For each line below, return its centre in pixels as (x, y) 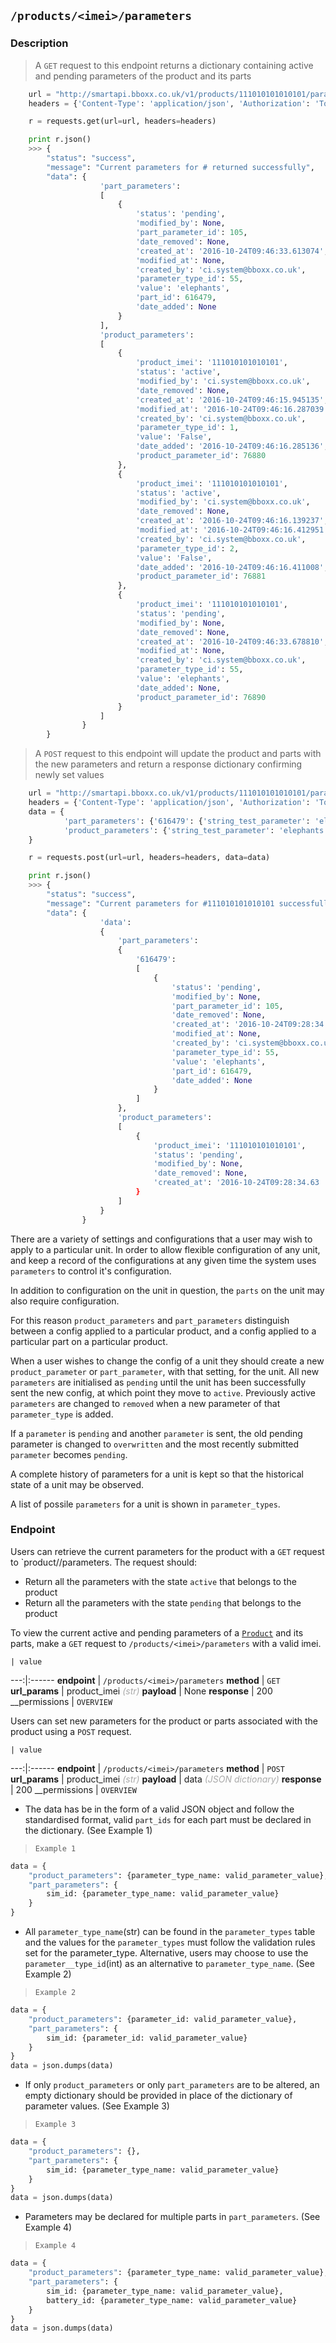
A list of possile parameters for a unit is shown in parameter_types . (145, 1504)
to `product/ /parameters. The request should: (104, 1562)
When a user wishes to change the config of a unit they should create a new (167, 1361)
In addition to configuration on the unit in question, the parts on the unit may (167, 1290)
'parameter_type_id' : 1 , (187, 428)
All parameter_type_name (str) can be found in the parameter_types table (170, 1932)
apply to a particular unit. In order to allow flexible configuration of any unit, (165, 1249)
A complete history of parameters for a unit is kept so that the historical (157, 1474)
